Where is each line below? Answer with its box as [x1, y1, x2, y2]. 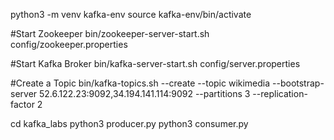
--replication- [252, 88, 308, 99]
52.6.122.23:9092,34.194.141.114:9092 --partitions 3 [39, 88, 251, 99]
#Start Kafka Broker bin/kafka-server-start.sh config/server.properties [10, 58, 301, 69]
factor [10, 99, 35, 110]
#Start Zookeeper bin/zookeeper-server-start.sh [10, 28, 210, 39]
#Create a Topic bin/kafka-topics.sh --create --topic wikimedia [10, 77, 271, 89]
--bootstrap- [272, 77, 325, 89]
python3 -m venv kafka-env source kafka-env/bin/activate [10, 9, 252, 20]
